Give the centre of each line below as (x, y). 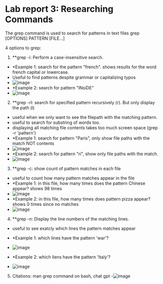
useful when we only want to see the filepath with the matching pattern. (85, 117)
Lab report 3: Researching (59, 9)
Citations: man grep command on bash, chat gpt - (63, 276)
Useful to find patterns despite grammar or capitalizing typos (74, 77)
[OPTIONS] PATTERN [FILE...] (35, 38)
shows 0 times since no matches (45, 204)
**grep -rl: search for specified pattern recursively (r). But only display (83, 102)
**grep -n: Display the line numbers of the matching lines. (70, 219)
